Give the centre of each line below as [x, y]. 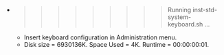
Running [179, 10]
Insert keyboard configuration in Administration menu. [100, 37]
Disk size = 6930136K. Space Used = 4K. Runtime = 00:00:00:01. [116, 44]
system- [179, 17]
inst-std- [205, 10]
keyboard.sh [185, 24]
